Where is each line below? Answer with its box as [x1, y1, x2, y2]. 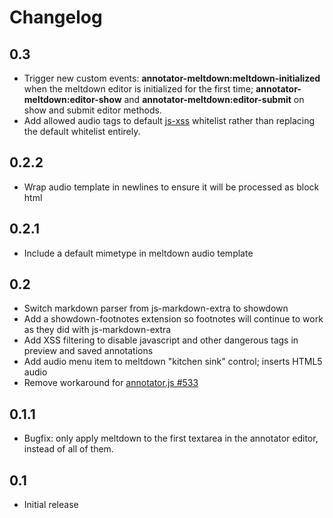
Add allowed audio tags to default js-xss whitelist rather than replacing [23, 115, 316, 126]
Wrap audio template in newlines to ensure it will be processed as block [23, 181, 320, 193]
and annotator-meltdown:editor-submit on [123, 94, 305, 105]
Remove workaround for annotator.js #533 [23, 377, 199, 389]
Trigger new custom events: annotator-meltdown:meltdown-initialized [23, 72, 321, 84]
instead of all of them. [23, 443, 114, 455]
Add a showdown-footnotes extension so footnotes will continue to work [23, 313, 324, 325]
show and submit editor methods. [23, 104, 162, 116]
